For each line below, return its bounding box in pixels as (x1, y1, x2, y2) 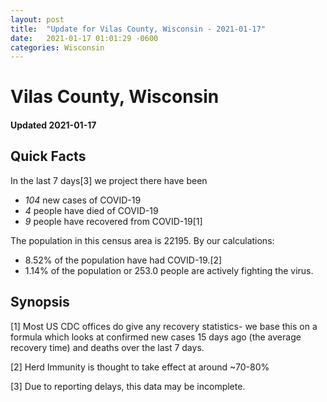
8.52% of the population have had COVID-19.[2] (24, 254, 223, 266)
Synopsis (10, 294, 70, 311)
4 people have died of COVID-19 (24, 204, 159, 216)
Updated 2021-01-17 (10, 119, 97, 131)
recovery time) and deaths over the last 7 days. (10, 341, 205, 353)
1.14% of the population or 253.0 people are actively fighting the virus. (24, 264, 314, 276)
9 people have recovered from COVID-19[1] (24, 215, 203, 227)
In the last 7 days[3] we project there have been (10, 174, 208, 186)
